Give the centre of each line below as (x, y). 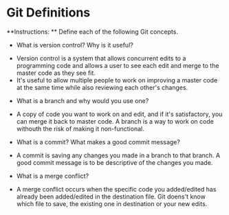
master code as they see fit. (56, 73)
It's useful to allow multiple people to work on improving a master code (117, 80)
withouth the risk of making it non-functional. (80, 128)
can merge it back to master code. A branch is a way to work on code (115, 121)
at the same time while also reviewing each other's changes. (102, 87)
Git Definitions (48, 13)
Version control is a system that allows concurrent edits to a (101, 58)
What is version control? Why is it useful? (75, 45)
